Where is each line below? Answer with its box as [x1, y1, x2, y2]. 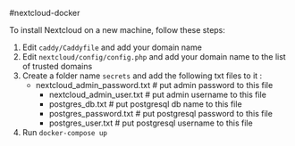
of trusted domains [21, 61, 93, 71]
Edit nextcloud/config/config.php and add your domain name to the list [21, 52, 286, 61]
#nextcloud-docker [9, 8, 80, 18]
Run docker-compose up [21, 127, 107, 137]
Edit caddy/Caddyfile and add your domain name [21, 42, 203, 53]
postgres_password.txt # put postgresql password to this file [48, 109, 273, 118]
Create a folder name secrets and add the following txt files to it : [21, 70, 263, 81]
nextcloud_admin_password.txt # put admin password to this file [35, 80, 274, 90]
